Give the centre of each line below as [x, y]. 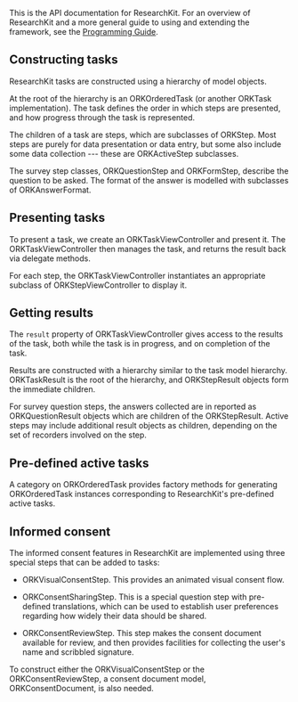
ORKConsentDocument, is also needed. [81, 689]
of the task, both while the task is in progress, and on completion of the [140, 344]
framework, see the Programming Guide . [84, 32]
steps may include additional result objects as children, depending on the [143, 426]
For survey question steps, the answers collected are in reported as [133, 407]
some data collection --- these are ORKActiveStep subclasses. [124, 153]
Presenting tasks [57, 218]
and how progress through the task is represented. [102, 117]
